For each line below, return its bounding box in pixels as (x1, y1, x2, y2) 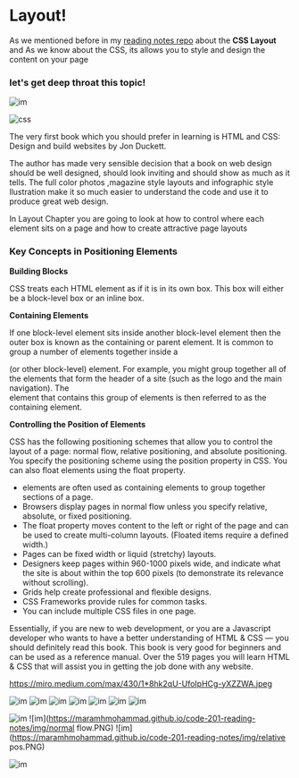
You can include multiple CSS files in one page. (21, 605, 196, 616)
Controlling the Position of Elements (9, 419, 146, 429)
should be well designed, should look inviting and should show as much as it (9, 167, 290, 179)
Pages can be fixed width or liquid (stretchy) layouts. (21, 548, 217, 559)
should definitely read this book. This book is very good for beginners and (9, 641, 282, 653)
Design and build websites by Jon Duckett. (9, 140, 167, 152)
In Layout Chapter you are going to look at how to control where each (9, 214, 265, 224)
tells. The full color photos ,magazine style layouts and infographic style (9, 177, 274, 188)
